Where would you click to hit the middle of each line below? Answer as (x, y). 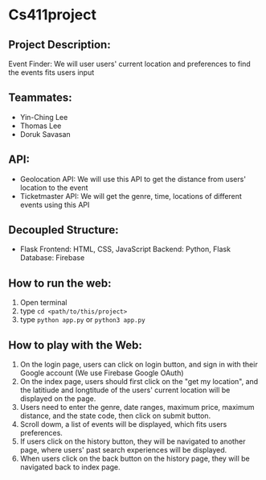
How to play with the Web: (75, 345)
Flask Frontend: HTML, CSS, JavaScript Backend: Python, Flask (125, 249)
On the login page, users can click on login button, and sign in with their (139, 365)
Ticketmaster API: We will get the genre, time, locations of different (131, 196)
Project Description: (59, 45)
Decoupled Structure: (63, 230)
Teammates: (40, 98)
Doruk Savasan (45, 134)
